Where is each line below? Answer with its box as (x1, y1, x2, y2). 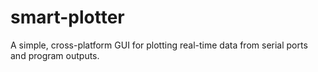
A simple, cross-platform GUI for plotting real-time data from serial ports (10, 39, 308, 51)
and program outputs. (10, 49, 100, 61)
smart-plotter (10, 6, 125, 29)
